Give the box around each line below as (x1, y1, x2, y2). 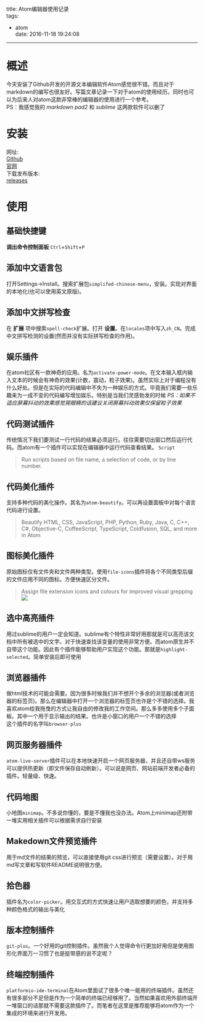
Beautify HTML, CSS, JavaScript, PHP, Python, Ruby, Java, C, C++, (21, 518, 189, 526)
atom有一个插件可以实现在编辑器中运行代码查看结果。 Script (22, 443, 175, 451)
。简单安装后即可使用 (28, 653, 82, 660)
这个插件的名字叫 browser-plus (6, 720, 82, 728)
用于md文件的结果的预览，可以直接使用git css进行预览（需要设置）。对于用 (6, 853, 193, 861)
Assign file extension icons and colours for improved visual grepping (21, 588, 193, 595)
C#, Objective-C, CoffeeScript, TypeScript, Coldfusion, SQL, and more (21, 525, 197, 532)
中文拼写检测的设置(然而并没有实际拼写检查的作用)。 (6, 332, 138, 339)
